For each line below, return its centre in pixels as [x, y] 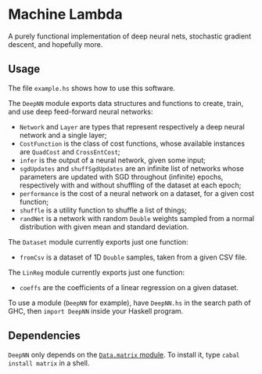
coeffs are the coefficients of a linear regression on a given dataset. [129, 287]
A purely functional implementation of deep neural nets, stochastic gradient [130, 36]
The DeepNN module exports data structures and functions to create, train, [126, 103]
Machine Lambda [65, 15]
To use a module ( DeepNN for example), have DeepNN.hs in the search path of [130, 303]
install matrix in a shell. [49, 363]
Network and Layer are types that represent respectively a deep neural [132, 126]
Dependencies [44, 336]
